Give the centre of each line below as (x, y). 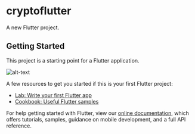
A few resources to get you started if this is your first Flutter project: (89, 83)
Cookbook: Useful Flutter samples (57, 101)
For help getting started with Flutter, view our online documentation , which (98, 113)
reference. (19, 126)
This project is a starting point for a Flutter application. (73, 60)
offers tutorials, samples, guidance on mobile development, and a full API (96, 119)
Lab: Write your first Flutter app (53, 95)
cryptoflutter (39, 11)
